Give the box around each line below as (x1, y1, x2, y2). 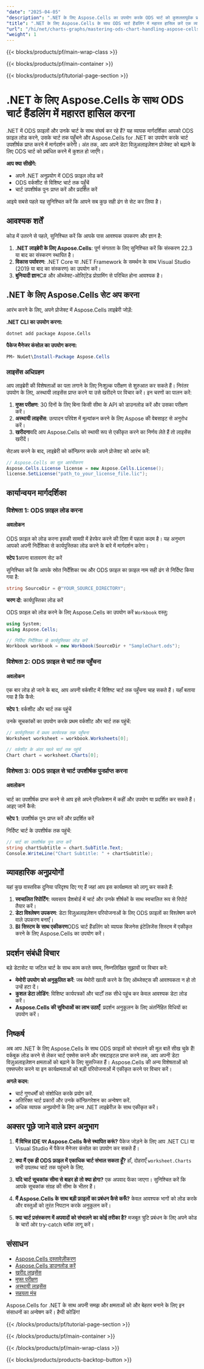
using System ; (6, 620, 42, 627)
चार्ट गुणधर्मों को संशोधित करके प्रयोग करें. (15, 1090, 93, 1097)
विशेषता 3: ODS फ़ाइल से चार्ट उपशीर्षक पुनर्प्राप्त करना (6, 766, 128, 775)
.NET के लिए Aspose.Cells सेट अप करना (6, 290, 140, 300)
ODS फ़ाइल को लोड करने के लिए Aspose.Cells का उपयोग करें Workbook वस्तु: (6, 608, 168, 616)
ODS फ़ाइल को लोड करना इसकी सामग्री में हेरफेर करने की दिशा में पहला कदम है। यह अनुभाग (6, 535, 185, 542)
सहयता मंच (15, 1289, 36, 1296)
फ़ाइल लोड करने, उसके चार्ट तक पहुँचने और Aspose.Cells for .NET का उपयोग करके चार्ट (6, 134, 188, 141)
